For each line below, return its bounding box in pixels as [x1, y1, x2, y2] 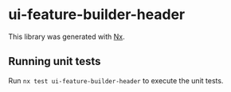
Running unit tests [8, 55, 101, 68]
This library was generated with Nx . [8, 32, 125, 41]
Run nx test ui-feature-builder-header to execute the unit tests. [8, 75, 224, 85]
